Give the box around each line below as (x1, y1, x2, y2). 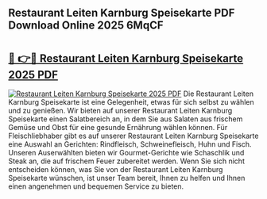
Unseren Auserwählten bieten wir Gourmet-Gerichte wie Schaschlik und (8, 148, 245, 157)
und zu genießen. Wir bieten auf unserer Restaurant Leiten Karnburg (8, 106, 233, 115)
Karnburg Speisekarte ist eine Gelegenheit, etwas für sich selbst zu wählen (8, 98, 254, 106)
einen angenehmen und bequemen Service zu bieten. (8, 182, 184, 191)
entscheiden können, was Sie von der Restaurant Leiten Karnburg (8, 165, 223, 174)
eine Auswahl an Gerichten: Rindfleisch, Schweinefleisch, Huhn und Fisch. (8, 140, 252, 149)
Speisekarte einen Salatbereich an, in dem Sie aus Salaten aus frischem (8, 114, 243, 124)
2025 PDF (8, 67, 58, 82)
